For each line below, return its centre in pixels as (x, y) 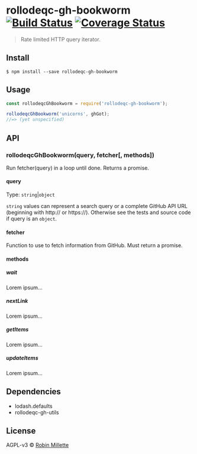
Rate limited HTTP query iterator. (60, 39)
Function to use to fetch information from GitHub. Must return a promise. (94, 245)
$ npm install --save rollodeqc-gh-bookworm (62, 72)
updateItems (22, 358)
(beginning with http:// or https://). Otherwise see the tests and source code (98, 212)
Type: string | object (30, 195)
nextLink (17, 301)
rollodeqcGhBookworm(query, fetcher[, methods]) (80, 155)
